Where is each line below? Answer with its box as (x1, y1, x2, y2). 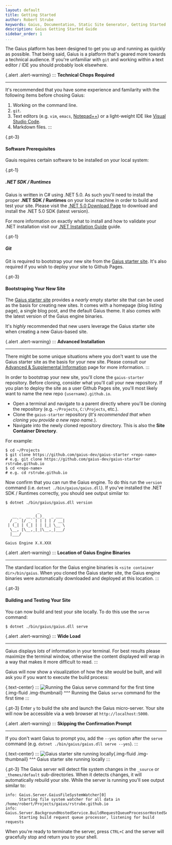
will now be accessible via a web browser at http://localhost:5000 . (5, 710, 149, 717)
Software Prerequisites (5, 145, 55, 152)
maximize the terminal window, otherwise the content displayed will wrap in (5, 653, 165, 659)
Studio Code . (12, 119, 41, 124)
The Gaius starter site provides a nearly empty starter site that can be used (5, 297, 164, 303)
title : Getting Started (5, 12, 56, 17)
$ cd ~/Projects (5, 448, 40, 453)
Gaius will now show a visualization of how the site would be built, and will (5, 669, 162, 675)
